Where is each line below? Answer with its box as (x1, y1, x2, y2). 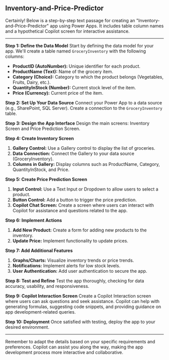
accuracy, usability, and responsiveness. (5, 283, 90, 289)
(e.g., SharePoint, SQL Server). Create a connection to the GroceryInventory (5, 105, 162, 111)
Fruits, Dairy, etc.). (12, 79, 51, 85)
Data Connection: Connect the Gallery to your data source (12, 150, 135, 156)
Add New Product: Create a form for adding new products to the (12, 227, 147, 233)
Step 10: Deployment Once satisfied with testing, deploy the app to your (5, 319, 156, 325)
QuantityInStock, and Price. (12, 166, 69, 172)
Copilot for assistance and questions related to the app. (12, 207, 128, 213)
